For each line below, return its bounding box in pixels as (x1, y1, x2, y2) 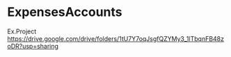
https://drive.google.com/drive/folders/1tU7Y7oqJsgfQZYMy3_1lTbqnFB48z (7, 34, 225, 42)
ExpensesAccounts (7, 4, 123, 20)
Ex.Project (7, 27, 37, 35)
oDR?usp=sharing (7, 42, 59, 50)
